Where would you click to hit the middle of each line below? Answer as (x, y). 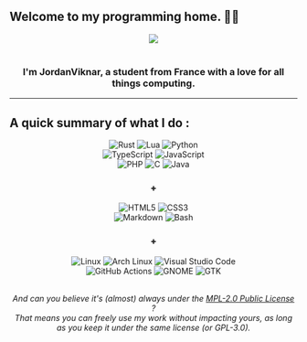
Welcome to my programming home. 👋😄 (125, 17)
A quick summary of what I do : (100, 123)
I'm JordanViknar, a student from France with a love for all (153, 71)
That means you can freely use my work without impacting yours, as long (153, 317)
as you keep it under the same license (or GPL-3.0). (153, 327)
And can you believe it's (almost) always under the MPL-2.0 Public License (153, 298)
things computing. (153, 83)
